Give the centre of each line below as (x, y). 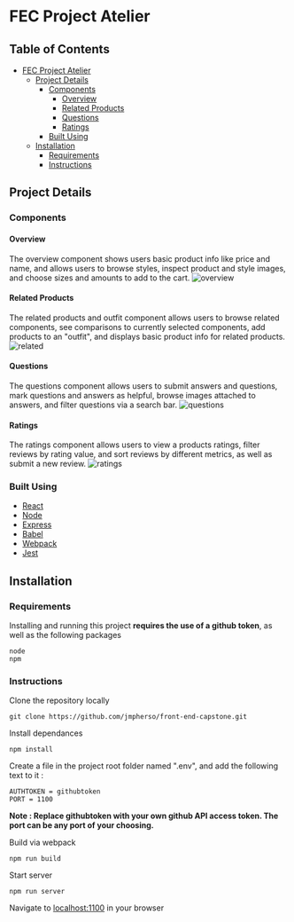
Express (37, 524)
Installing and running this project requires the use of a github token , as (141, 626)
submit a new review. (48, 464)
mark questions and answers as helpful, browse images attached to (133, 395)
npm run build (35, 859)
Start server (31, 875)
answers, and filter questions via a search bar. (93, 405)
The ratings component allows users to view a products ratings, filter (135, 445)
